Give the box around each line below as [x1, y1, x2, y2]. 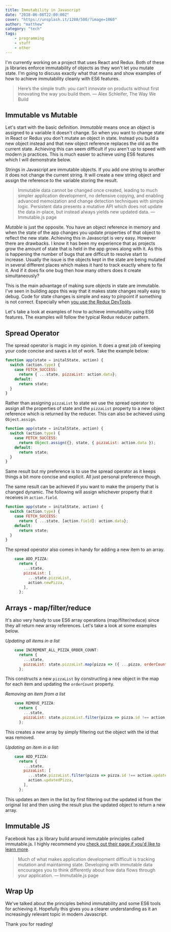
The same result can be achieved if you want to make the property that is [5, 484, 159, 490]
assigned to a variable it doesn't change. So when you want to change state [5, 130, 164, 136]
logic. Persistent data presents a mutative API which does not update [17, 203, 163, 210]
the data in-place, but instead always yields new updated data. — [17, 209, 155, 215]
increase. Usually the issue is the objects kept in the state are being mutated [5, 256, 165, 263]
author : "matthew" [5, 21, 44, 27]
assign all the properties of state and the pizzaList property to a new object [5, 405, 165, 412]
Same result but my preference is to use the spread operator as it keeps [5, 469, 156, 475]
